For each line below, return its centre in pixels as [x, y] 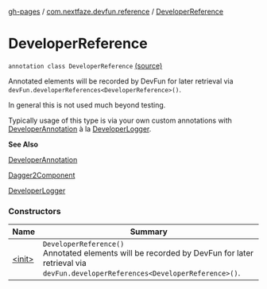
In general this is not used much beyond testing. [87, 105]
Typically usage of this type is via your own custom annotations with [120, 120]
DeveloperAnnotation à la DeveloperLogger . [80, 129]
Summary [149, 232]
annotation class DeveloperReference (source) [85, 65]
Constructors [35, 211]
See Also [23, 144]
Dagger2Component [42, 175]
